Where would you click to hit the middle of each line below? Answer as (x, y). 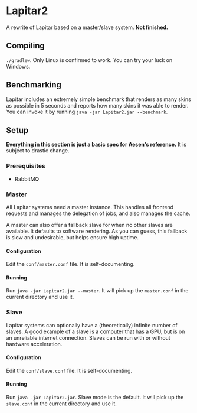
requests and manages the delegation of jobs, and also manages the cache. (98, 213)
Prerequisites (26, 166)
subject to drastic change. (38, 151)
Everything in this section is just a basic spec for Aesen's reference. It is (96, 144)
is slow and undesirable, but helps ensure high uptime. (73, 237)
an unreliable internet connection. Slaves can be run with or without (88, 337)
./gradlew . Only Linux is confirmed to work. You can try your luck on (89, 60)
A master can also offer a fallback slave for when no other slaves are (89, 225)
